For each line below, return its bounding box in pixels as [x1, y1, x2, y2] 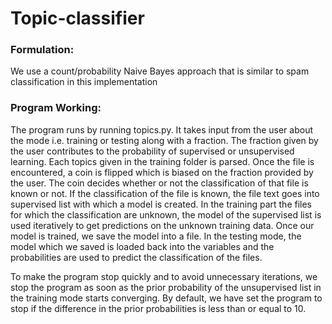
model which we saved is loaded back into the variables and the [10, 240, 275, 252]
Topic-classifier [10, 7, 145, 30]
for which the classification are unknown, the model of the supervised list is [10, 208, 322, 221]
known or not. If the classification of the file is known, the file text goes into [10, 187, 320, 199]
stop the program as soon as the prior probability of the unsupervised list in [10, 281, 322, 293]
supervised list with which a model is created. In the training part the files [10, 198, 313, 210]
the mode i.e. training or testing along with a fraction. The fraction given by [10, 134, 319, 146]
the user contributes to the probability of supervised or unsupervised [10, 145, 295, 157]
